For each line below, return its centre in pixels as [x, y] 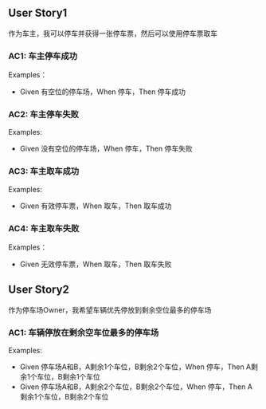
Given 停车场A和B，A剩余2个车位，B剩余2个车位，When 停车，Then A [136, 387]
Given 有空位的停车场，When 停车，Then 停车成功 [102, 92]
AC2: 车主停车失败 [44, 115]
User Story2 [39, 290]
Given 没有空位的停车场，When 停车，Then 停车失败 [106, 149]
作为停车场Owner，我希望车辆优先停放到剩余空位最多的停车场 [110, 309]
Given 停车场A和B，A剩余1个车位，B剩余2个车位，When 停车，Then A [135, 367]
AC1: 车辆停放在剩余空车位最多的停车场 [84, 332]
